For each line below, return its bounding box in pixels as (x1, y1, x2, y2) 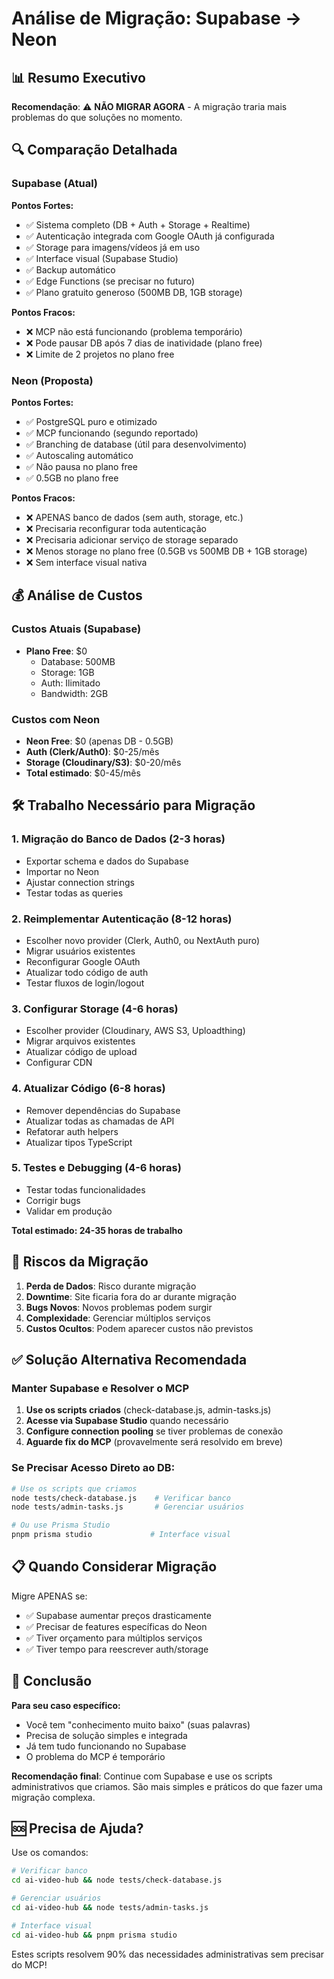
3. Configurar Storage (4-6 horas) (11, 1002, 179, 1016)
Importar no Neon (25, 865, 99, 877)
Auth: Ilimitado (40, 677, 101, 689)
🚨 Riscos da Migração (11, 1253, 149, 1271)
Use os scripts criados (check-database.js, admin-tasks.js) (25, 1404, 272, 1416)
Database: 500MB (40, 655, 116, 667)
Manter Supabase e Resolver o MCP (11, 1381, 190, 1395)
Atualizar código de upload (25, 1046, 138, 1058)
